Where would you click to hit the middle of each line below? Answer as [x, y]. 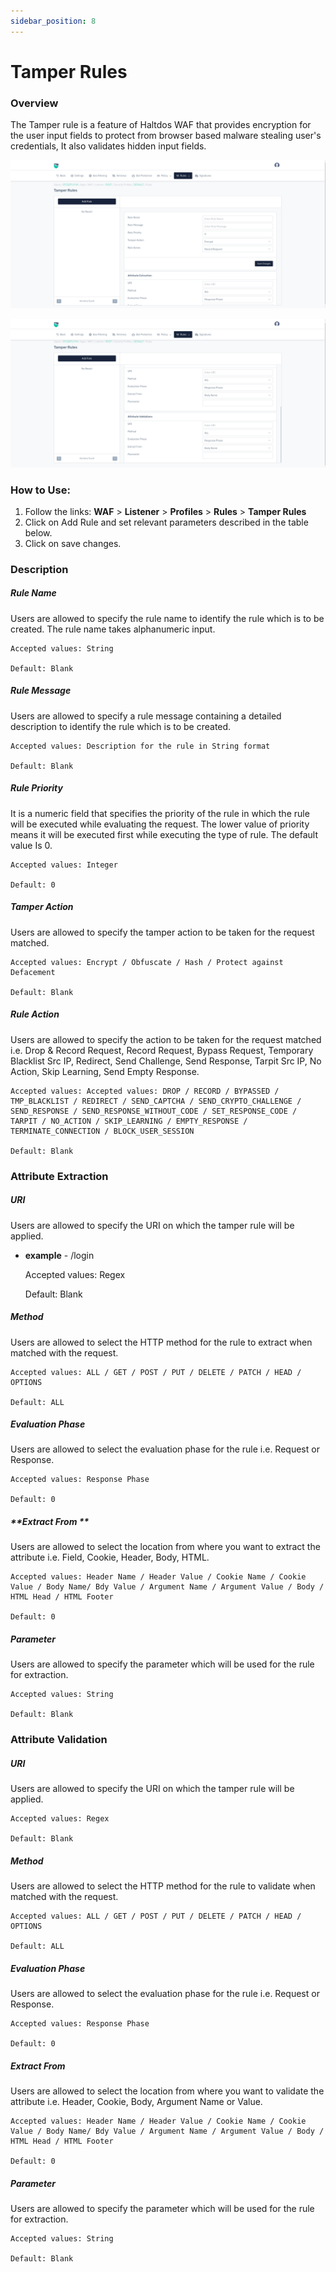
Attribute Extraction [59, 1176]
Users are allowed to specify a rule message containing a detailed [146, 716]
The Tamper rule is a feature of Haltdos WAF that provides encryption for [161, 125]
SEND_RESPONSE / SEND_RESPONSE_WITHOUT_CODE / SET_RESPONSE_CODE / [154, 1111]
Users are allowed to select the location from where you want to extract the [165, 1547]
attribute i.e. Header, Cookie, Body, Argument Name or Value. [136, 2102]
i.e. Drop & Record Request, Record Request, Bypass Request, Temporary [162, 1050]
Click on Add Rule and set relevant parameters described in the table [166, 522]
